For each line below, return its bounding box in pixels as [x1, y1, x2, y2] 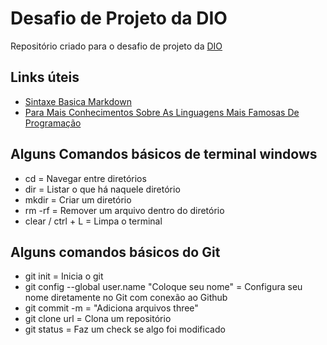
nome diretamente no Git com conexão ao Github [24, 292, 228, 304]
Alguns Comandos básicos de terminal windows [10, 146, 318, 163]
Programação [24, 117, 82, 129]
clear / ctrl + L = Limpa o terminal [24, 215, 163, 227]
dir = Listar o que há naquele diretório [24, 183, 181, 195]
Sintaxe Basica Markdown [24, 95, 132, 107]
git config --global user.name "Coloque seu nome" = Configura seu [24, 281, 303, 293]
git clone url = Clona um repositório [24, 313, 172, 325]
